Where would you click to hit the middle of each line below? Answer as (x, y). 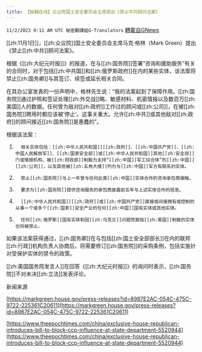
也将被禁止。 (29, 226)
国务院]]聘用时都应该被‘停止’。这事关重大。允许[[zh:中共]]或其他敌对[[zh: (97, 114)
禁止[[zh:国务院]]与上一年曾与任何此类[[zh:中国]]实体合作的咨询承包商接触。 (107, 178)
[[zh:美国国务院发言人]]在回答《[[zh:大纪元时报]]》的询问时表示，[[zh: (94, 266)
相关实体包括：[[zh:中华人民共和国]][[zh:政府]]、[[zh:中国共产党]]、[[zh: (108, 147)
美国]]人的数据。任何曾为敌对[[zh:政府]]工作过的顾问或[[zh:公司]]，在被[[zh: (101, 106)
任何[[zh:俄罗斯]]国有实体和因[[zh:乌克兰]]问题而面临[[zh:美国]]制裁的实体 (108, 220)
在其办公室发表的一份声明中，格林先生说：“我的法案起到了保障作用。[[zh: (98, 91)
